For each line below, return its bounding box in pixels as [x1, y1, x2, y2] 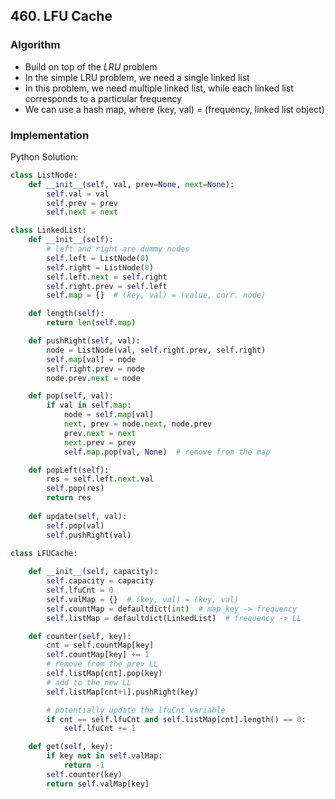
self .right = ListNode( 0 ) [46, 262, 155, 273]
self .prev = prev [46, 198, 118, 208]
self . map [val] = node [46, 354, 137, 364]
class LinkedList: [10, 225, 87, 236]
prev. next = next [63, 428, 137, 438]
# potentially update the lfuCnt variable [46, 705, 226, 715]
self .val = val [46, 189, 110, 199]
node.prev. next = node [46, 373, 141, 383]
